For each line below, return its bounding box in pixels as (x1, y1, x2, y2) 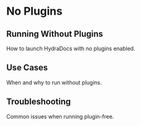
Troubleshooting (6, 97, 71, 107)
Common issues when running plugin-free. (6, 113, 114, 120)
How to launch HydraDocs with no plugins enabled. (6, 45, 136, 52)
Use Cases (6, 62, 48, 73)
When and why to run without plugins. (6, 78, 102, 86)
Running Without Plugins (6, 29, 104, 39)
